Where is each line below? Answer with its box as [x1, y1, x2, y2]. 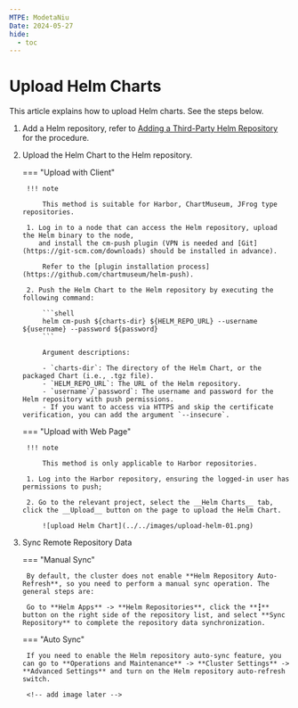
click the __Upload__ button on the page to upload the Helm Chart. [21, 506, 282, 515]
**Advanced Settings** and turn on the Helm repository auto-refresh [21, 667, 286, 676]
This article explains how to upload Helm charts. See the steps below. [9, 106, 264, 117]
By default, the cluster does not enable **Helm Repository [26, 572, 254, 580]
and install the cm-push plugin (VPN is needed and [38, 239, 234, 248]
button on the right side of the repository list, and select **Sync [21, 611, 286, 620]
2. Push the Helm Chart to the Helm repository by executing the [26, 286, 274, 295]
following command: [21, 293, 95, 303]
